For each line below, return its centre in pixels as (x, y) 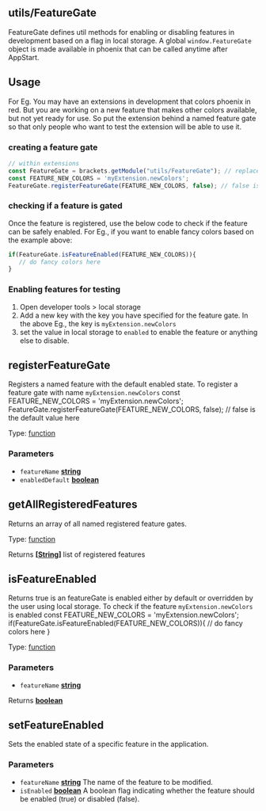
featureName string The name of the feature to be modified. (116, 782)
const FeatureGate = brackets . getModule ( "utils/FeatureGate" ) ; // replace (134, 171)
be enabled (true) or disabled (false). (80, 798)
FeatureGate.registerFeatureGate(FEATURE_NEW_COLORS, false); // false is (132, 409)
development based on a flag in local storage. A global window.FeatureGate (130, 40)
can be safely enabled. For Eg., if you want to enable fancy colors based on (131, 231)
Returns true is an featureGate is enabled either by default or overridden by (131, 598)
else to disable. (44, 341)
